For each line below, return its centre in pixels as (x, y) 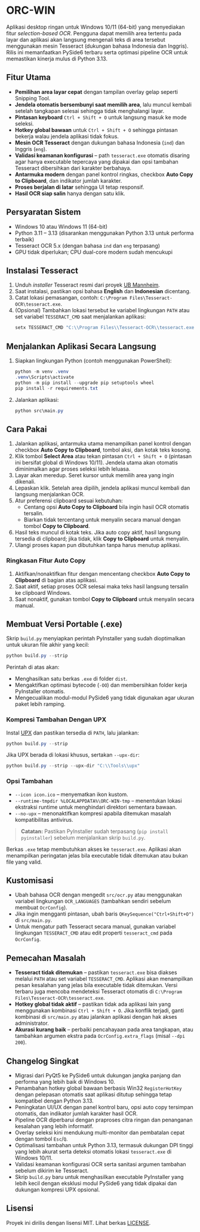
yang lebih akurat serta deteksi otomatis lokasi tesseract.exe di (93, 1152)
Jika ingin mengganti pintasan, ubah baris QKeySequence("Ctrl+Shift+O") (104, 914)
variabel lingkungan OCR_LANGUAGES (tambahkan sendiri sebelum (93, 901)
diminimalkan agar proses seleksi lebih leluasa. (73, 469)
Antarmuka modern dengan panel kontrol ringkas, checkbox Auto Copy (104, 174)
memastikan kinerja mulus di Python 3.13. (57, 59)
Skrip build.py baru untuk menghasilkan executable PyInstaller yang (99, 1177)
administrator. (32, 1023)
